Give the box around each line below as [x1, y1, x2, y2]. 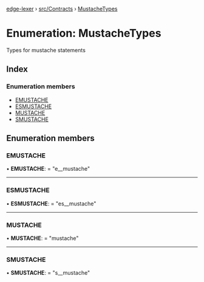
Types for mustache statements [6, 46, 86, 53]
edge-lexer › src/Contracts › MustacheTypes [6, 5, 118, 12]
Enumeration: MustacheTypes [6, 27, 161, 40]
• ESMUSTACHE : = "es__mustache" [6, 200, 97, 207]
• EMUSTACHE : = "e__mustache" [6, 165, 90, 173]
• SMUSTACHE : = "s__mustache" [6, 269, 90, 277]
